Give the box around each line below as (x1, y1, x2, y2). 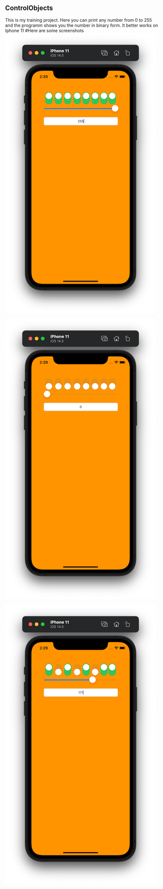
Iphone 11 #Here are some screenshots (5, 27, 84, 34)
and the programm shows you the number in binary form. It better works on (5, 22, 159, 28)
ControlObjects (5, 4, 53, 12)
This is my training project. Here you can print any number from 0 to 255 (5, 17, 152, 23)
